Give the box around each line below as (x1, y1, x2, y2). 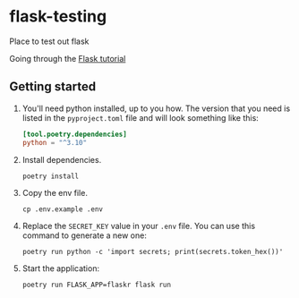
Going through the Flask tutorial (9, 53, 126, 64)
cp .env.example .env (21, 204, 103, 214)
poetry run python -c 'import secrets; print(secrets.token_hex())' (21, 247, 284, 256)
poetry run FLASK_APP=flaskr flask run (21, 280, 172, 289)
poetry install (21, 172, 80, 181)
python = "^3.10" (21, 138, 88, 147)
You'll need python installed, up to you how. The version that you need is (21, 103, 291, 114)
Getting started (9, 79, 97, 95)
